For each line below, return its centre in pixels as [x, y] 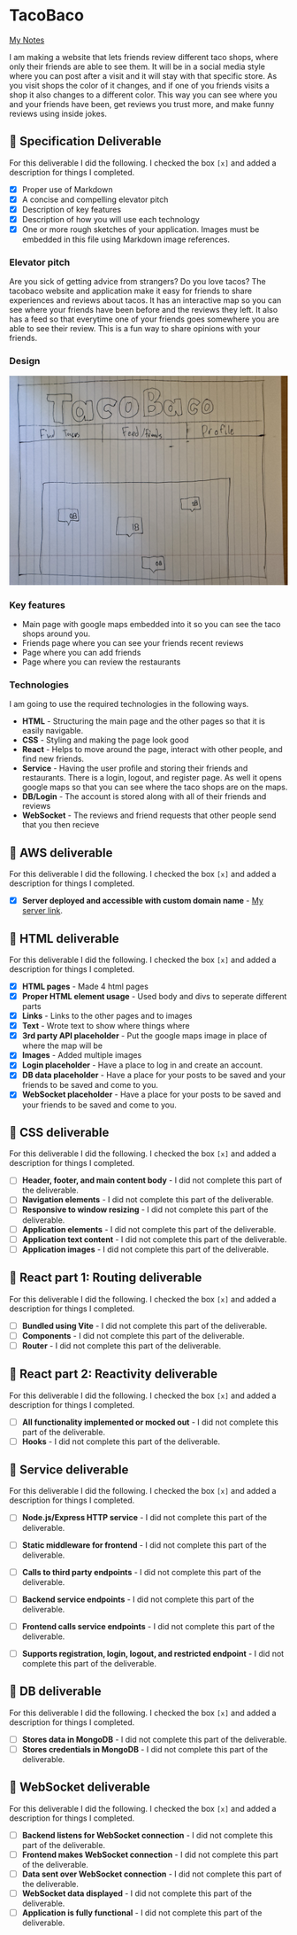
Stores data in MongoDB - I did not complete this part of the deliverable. [154, 1739]
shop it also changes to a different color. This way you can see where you [143, 95]
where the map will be [62, 1045]
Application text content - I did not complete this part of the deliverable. [154, 1239]
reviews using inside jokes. [58, 113]
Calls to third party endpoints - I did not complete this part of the [141, 1572]
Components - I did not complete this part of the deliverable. [133, 1335]
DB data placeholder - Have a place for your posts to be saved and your [154, 1075]
